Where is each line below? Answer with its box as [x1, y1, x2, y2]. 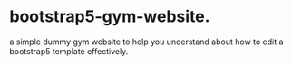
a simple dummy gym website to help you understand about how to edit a [9, 36, 284, 47]
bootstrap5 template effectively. [9, 45, 129, 56]
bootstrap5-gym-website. [9, 6, 210, 27]
